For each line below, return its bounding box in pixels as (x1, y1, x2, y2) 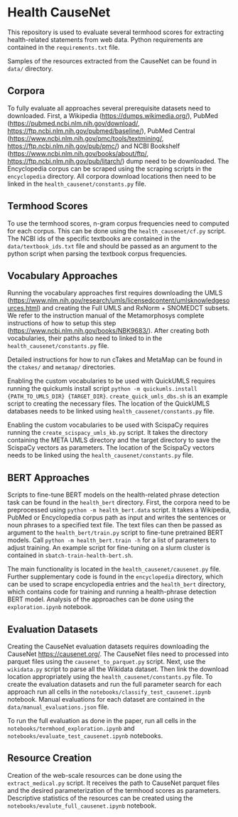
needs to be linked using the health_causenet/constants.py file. (7, 451, 194, 460)
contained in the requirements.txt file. (7, 43, 120, 51)
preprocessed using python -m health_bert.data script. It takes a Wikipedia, (7, 506, 232, 515)
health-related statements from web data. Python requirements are (7, 35, 204, 43)
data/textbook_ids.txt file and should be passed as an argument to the (7, 241, 217, 250)
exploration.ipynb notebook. (7, 603, 93, 611)
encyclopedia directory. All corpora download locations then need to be (7, 172, 217, 180)
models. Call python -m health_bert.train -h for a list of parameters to (7, 536, 217, 544)
